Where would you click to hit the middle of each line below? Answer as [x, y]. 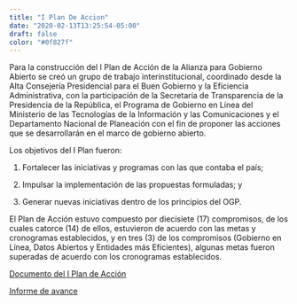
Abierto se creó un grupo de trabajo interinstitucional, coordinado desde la [145, 77]
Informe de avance [43, 291]
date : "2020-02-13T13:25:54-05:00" [75, 26]
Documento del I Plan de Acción [68, 274]
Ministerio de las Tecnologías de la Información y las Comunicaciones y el [144, 114]
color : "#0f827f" [41, 42]
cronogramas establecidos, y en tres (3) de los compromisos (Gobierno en [145, 238]
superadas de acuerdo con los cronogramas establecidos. [116, 257]
